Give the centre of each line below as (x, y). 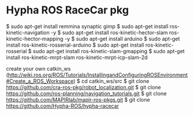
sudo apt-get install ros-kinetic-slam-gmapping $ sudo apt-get (109, 51)
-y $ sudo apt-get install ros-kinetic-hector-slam (109, 32)
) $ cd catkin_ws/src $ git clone (111, 81)
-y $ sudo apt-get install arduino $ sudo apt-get (122, 39)
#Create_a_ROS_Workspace (40, 81)
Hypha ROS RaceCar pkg (67, 10)
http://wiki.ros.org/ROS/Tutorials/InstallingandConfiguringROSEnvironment (98, 75)
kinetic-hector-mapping (35, 39)
